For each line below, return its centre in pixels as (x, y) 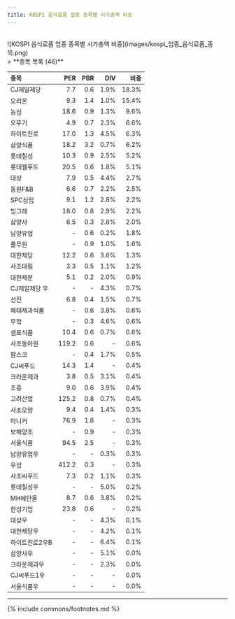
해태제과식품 (27, 311)
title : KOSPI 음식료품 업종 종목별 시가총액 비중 (70, 15)
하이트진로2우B (31, 542)
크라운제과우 (27, 564)
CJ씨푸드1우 (28, 575)
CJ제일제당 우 (29, 288)
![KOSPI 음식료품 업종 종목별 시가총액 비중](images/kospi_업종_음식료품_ (107, 44)
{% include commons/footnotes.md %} (64, 609)
